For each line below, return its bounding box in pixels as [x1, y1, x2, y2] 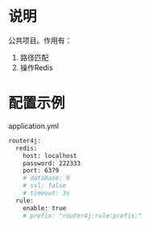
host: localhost [23, 151, 78, 160]
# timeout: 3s [23, 189, 70, 197]
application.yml [8, 121, 59, 131]
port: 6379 [23, 167, 60, 175]
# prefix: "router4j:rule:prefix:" [23, 211, 143, 220]
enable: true [23, 204, 67, 212]
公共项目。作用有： [8, 35, 72, 45]
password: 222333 [23, 159, 81, 168]
